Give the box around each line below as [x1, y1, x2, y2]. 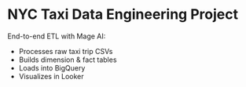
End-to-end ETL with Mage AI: [7, 31, 106, 41]
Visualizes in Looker [18, 71, 84, 81]
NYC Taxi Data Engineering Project [7, 5, 239, 24]
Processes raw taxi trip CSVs [18, 46, 113, 56]
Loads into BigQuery [18, 63, 86, 72]
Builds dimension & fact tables [18, 55, 117, 64]
